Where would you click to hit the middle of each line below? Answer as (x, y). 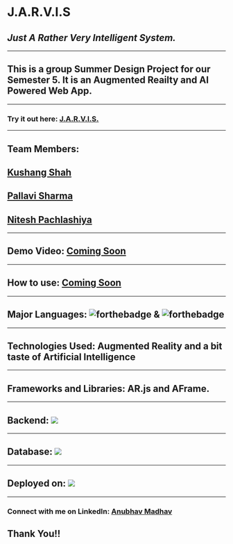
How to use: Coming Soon (64, 283)
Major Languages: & (84, 314)
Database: (30, 452)
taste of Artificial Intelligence (71, 357)
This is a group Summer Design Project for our (109, 69)
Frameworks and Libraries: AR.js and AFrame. (109, 389)
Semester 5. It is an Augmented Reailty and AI (108, 80)
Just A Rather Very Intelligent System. (92, 38)
